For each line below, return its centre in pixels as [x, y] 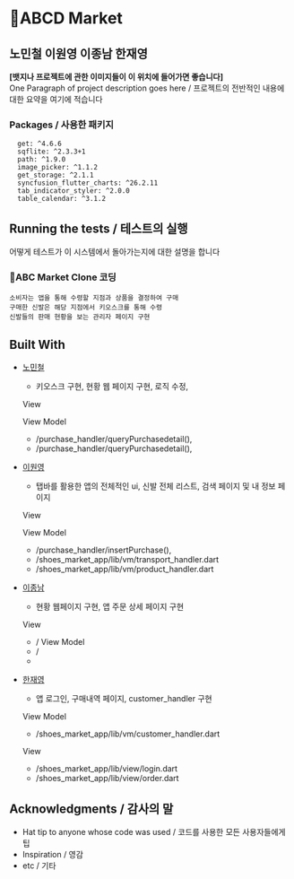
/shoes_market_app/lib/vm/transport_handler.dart [127, 560]
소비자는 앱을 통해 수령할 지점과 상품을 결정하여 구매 [94, 298]
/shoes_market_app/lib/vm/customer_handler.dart [128, 734]
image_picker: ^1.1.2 [58, 168]
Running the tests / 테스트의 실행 [99, 228]
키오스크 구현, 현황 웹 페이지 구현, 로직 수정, [112, 387]
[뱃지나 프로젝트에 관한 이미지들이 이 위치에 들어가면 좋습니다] [117, 77]
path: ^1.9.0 [42, 160]
